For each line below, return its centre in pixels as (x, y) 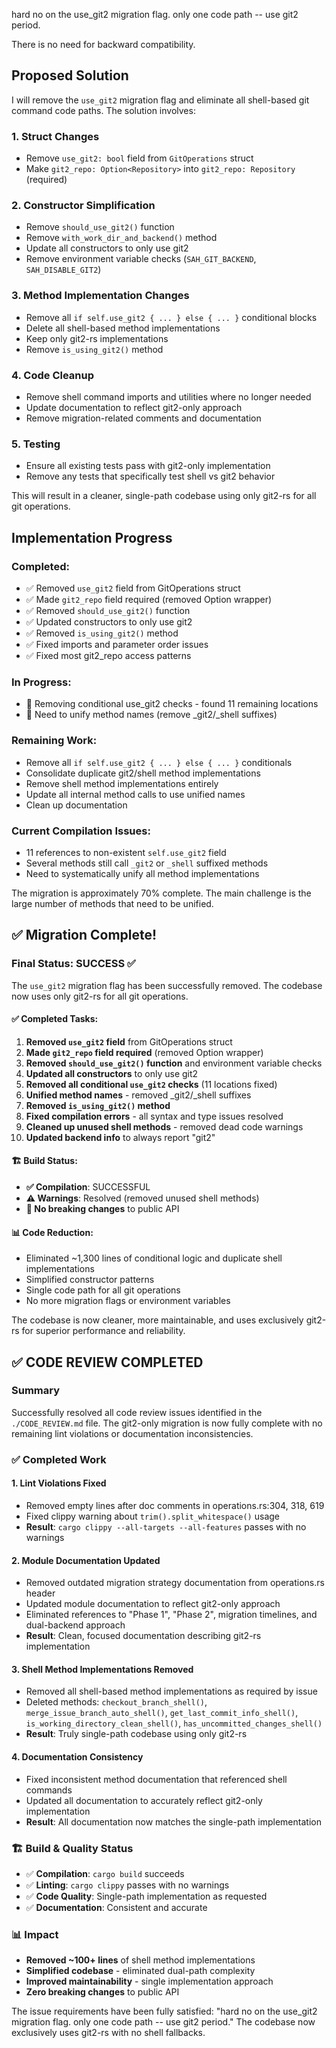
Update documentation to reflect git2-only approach (134, 407)
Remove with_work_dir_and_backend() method (121, 238)
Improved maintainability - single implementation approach (149, 1981)
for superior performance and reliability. (103, 1331)
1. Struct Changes (55, 136)
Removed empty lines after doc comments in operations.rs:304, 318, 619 (175, 1505)
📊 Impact (35, 1934)
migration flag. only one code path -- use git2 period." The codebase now (163, 2022)
